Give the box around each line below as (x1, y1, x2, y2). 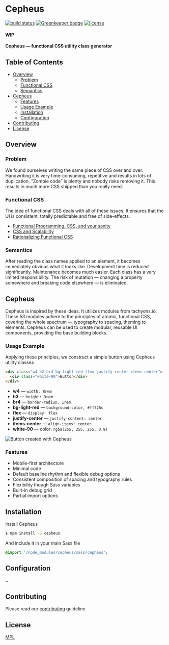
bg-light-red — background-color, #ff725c (12, 404, 103, 410)
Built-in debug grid (12, 487, 52, 494)
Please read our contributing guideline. (5, 606, 87, 612)
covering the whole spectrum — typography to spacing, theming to (5, 319, 146, 325)
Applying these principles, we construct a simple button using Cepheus (5, 354, 155, 360)
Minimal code (12, 466, 42, 472)
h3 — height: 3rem (12, 393, 53, 399)
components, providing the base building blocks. (5, 330, 108, 336)
